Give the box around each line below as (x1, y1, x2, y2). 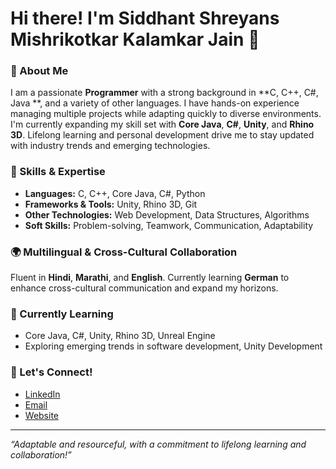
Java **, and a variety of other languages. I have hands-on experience (10, 97, 300, 109)
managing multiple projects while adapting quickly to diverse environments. (10, 108, 322, 120)
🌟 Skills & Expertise (10, 165, 106, 179)
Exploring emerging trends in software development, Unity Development (24, 340, 323, 352)
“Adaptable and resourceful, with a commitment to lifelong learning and (10, 438, 307, 450)
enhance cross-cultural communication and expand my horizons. (10, 282, 279, 294)
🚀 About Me (10, 64, 69, 78)
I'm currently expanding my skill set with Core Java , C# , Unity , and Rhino (10, 118, 315, 131)
